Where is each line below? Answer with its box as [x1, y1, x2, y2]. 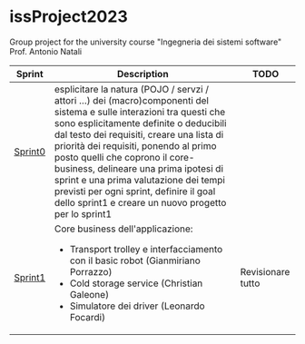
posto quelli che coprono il [54, 151, 168, 163]
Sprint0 [14, 145, 46, 158]
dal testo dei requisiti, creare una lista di [54, 128, 224, 141]
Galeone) [69, 288, 110, 300]
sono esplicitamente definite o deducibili [54, 116, 227, 129]
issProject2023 [9, 6, 129, 27]
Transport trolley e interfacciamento [69, 242, 223, 255]
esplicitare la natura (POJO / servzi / [54, 83, 210, 95]
